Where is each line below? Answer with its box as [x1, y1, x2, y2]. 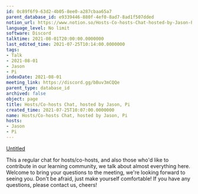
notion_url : [6, 19, 35, 25]
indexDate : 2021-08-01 [6, 74, 62, 80]
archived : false [6, 91, 46, 96]
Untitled [6, 145, 25, 152]
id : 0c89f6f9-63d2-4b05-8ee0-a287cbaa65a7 [6, 8, 112, 15]
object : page [6, 96, 38, 102]
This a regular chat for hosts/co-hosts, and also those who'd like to [6, 156, 169, 163]
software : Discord [6, 31, 51, 36]
